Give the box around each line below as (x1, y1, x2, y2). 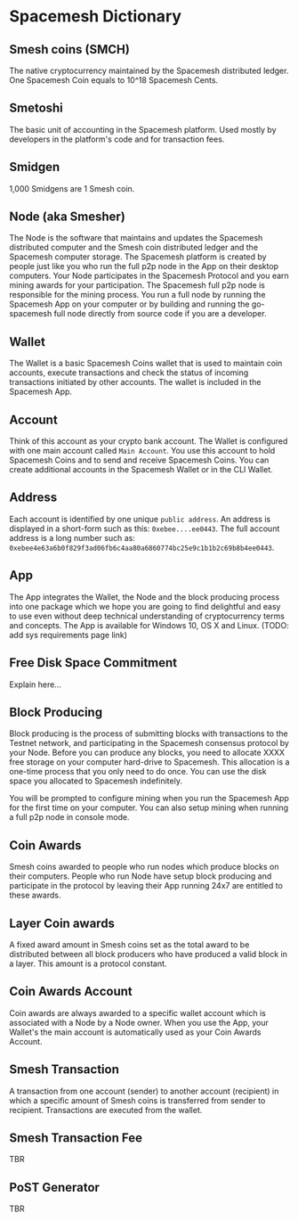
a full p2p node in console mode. (9, 812, 130, 823)
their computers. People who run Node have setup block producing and (9, 871, 272, 881)
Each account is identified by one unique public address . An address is (9, 513, 271, 524)
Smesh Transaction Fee (9, 1130, 142, 1145)
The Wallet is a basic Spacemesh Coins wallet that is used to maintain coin (9, 358, 283, 369)
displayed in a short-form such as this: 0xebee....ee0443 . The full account (9, 523, 280, 534)
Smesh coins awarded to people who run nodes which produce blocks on (9, 862, 279, 873)
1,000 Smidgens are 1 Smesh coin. (9, 183, 135, 193)
